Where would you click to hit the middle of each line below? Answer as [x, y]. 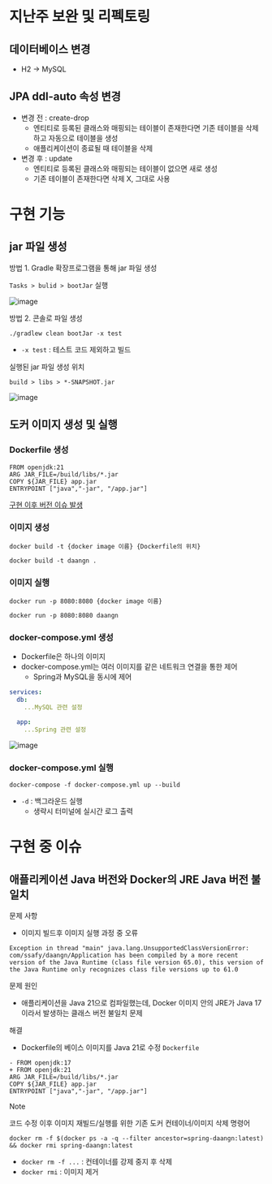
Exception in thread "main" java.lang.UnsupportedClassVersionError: [130, 949]
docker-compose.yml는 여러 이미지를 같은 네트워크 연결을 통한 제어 [129, 667]
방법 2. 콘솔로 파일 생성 [46, 318]
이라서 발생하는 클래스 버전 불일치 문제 [82, 1013]
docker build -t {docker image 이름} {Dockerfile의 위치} [105, 546]
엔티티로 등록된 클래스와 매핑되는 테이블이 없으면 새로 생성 [125, 168]
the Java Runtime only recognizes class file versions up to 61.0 [124, 970]
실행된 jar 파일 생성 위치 [47, 367]
